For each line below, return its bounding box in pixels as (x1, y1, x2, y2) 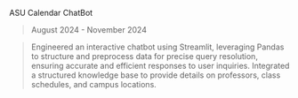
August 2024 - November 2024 (30, 25, 147, 34)
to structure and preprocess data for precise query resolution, (30, 51, 258, 61)
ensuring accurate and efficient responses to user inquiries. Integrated (30, 61, 290, 71)
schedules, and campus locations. (30, 79, 157, 89)
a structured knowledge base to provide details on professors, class (30, 70, 281, 80)
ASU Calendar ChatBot (9, 8, 93, 18)
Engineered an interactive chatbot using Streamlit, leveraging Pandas (30, 41, 285, 52)
